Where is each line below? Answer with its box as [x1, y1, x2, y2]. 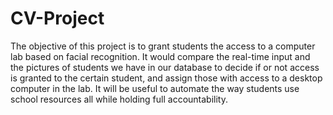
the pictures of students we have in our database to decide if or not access [10, 61, 320, 73]
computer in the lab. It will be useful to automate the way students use [10, 82, 300, 94]
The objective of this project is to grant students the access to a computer [10, 40, 316, 52]
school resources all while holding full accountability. [10, 93, 228, 105]
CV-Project [10, 7, 105, 30]
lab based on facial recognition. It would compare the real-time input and [10, 50, 311, 62]
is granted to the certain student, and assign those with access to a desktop [10, 72, 323, 84]
